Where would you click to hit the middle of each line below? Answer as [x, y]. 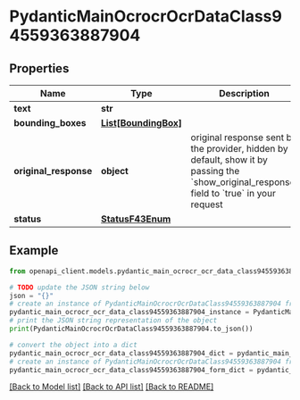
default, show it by [229, 160]
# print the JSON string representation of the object [113, 321]
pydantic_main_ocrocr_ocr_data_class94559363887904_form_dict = [131, 370]
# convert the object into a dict [74, 345]
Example [34, 250]
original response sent [237, 137]
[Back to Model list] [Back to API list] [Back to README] [112, 387]
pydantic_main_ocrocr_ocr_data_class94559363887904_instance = [129, 312]
